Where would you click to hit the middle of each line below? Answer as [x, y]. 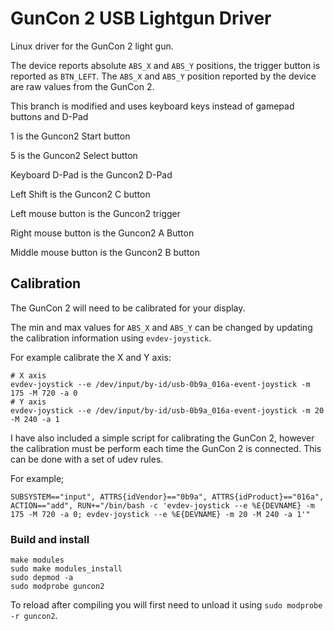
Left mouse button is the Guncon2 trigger [95, 213]
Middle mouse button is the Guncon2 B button [105, 252]
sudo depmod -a [42, 578]
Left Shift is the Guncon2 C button [80, 194]
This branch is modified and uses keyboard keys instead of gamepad [152, 106]
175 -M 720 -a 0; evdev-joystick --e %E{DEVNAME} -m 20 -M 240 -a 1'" [160, 514]
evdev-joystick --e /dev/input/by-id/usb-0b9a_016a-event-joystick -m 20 [167, 410]
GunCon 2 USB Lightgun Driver [141, 18]
